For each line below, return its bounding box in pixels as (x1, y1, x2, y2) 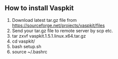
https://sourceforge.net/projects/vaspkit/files (11, 22, 105, 28)
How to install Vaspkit (4, 4, 74, 12)
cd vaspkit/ (11, 38, 35, 44)
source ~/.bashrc (11, 49, 48, 55)
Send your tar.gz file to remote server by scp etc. (11, 27, 113, 34)
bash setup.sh (11, 43, 41, 49)
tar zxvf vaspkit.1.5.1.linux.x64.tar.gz (11, 33, 86, 39)
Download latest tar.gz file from (11, 17, 77, 23)
